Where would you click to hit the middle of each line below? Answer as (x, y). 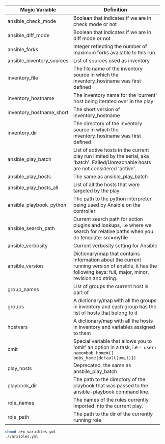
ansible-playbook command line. (111, 392)
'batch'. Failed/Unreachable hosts (112, 162)
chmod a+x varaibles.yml (30, 432)
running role (87, 420)
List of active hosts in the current (111, 150)
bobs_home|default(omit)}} (105, 358)
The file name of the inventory (108, 69)
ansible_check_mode (32, 21)
